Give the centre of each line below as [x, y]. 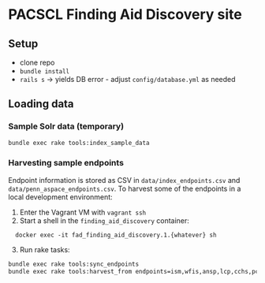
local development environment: [60, 197]
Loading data [41, 104]
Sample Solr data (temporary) [66, 126]
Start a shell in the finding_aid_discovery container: [104, 220]
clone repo [37, 62]
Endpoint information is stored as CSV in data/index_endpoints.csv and [124, 180]
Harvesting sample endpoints [66, 163]
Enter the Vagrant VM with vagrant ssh [83, 212]
